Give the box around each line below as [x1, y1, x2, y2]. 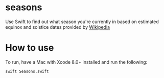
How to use [5, 42, 54, 54]
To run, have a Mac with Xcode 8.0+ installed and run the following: [5, 59, 148, 65]
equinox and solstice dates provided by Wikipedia [5, 24, 110, 30]
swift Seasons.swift [5, 69, 50, 74]
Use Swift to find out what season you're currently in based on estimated [5, 18, 159, 25]
